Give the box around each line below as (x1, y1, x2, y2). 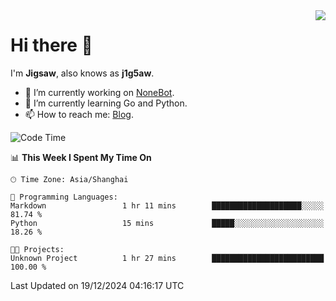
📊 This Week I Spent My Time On (10, 151, 152, 163)
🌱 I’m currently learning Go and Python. (24, 97, 188, 109)
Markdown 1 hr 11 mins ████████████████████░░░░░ (10, 200, 325, 211)
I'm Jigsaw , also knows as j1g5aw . (10, 67, 155, 79)
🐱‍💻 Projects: (10, 244, 65, 254)
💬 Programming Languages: (10, 192, 118, 202)
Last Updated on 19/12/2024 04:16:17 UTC (10, 279, 185, 291)
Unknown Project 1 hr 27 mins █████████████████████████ (10, 253, 325, 263)
